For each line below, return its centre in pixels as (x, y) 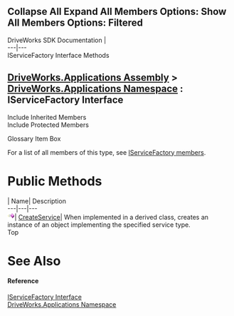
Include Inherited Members (47, 117)
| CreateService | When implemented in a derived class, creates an (111, 217)
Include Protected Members (48, 125)
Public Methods (55, 181)
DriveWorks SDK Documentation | (57, 40)
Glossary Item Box (34, 138)
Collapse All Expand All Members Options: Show (117, 12)
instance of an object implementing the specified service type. (99, 225)
